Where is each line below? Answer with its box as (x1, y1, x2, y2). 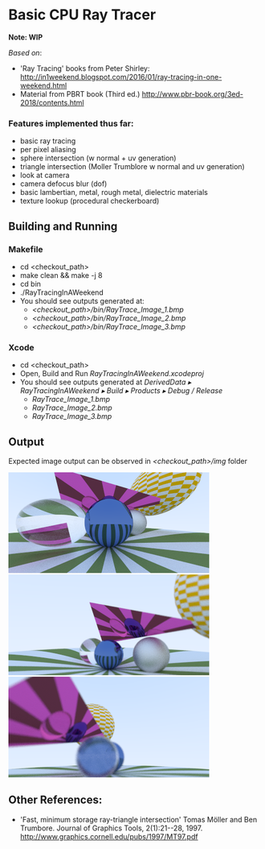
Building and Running (8, 219, 118, 233)
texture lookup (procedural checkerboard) (19, 196, 160, 206)
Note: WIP (8, 32, 43, 42)
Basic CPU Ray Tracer (8, 6, 157, 24)
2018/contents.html (19, 97, 84, 107)
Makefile (8, 243, 43, 255)
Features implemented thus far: (8, 118, 134, 129)
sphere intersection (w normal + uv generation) (19, 153, 177, 163)
